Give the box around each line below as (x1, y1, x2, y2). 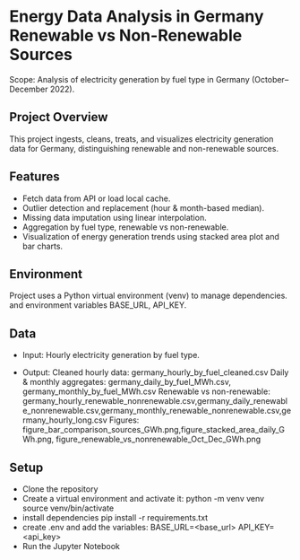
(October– (251, 74, 289, 84)
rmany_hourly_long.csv (21, 415, 107, 425)
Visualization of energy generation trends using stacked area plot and (21, 231, 280, 241)
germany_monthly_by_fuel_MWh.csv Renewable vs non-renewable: (21, 386, 270, 397)
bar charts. (21, 241, 64, 251)
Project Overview (9, 109, 108, 125)
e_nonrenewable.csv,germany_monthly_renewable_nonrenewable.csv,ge (21, 406, 292, 416)
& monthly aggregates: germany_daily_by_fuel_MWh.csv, (21, 377, 231, 388)
